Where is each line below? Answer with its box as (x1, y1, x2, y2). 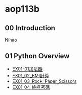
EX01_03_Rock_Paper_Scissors (12, 78, 77, 84)
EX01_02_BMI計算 (12, 72, 49, 78)
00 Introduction (5, 23, 55, 32)
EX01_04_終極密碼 (12, 84, 50, 90)
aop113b (5, 3, 40, 15)
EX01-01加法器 (12, 66, 43, 72)
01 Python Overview (5, 52, 70, 60)
